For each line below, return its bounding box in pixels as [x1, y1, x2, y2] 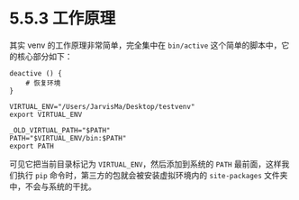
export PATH [9, 141, 54, 150]
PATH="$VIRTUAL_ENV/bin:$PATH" [9, 133, 127, 142]
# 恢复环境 [25, 78, 61, 87]
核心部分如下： [16, 50, 73, 61]
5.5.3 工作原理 [9, 8, 116, 29]
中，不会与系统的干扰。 [9, 181, 96, 192]
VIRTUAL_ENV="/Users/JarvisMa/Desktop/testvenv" [9, 102, 195, 111]
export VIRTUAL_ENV [9, 110, 83, 119]
